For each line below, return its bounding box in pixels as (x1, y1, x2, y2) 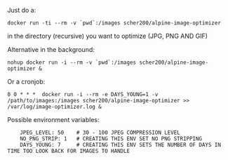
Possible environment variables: (7, 116, 100, 124)
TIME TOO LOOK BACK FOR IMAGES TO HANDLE (7, 147, 130, 154)
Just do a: (7, 6, 36, 14)
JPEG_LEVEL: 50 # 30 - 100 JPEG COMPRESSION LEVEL (20, 129, 180, 136)
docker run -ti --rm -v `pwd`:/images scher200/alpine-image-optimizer (7, 20, 221, 27)
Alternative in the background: (7, 46, 95, 53)
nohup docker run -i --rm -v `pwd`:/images (7, 59, 137, 66)
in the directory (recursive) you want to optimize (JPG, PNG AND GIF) (7, 32, 208, 40)
